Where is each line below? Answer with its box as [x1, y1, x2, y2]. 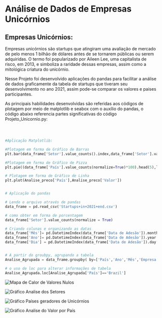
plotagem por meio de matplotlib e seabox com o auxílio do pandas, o [5, 106, 144, 111]
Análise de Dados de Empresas [5, 3, 132, 15]
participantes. [5, 91, 33, 97]
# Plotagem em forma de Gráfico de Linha [5, 174, 90, 178]
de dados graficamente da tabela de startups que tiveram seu [5, 81, 128, 87]
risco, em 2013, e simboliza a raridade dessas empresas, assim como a [5, 62, 147, 67]
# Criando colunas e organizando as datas [5, 226, 92, 231]
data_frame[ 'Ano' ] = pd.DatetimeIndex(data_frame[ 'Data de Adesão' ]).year [5, 235, 157, 240]
